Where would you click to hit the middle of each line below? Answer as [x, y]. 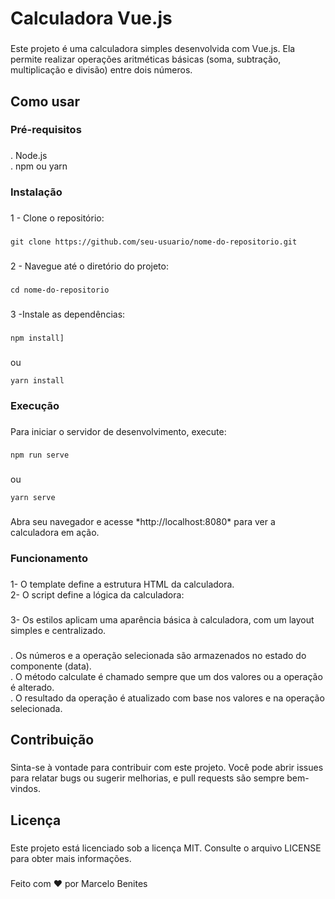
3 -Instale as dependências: [68, 314]
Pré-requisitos [46, 130]
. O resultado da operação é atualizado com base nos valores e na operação [167, 698]
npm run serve [40, 455]
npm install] [37, 338]
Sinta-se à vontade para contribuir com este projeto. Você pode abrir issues [167, 768]
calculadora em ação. [55, 533]
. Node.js [29, 156]
